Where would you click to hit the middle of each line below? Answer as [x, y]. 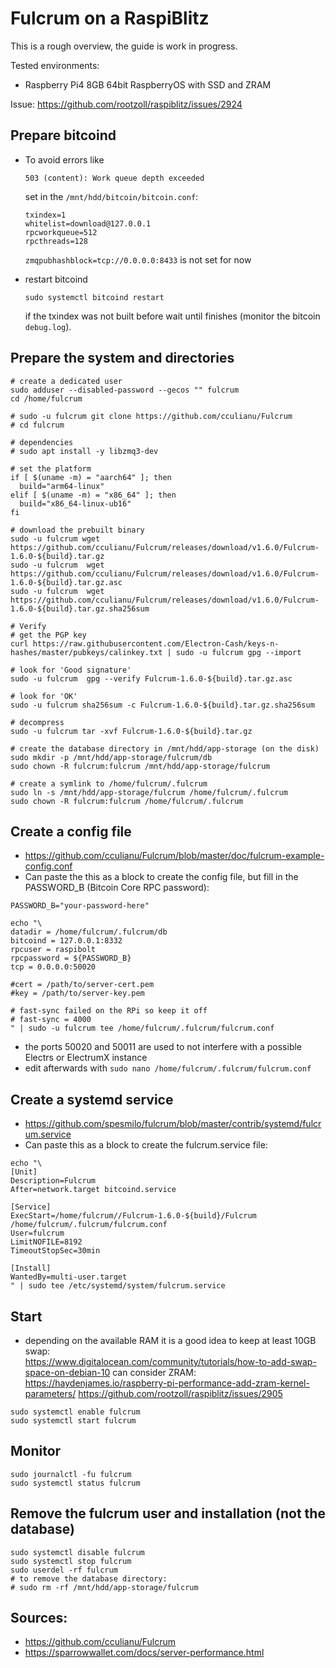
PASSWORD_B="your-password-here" [80, 906]
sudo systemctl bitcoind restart [94, 297]
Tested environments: [55, 65]
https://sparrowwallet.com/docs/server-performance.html [144, 1653]
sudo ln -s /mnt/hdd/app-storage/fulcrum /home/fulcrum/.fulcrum [149, 792]
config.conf [48, 866]
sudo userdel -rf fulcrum [64, 1570]
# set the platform [51, 468]
